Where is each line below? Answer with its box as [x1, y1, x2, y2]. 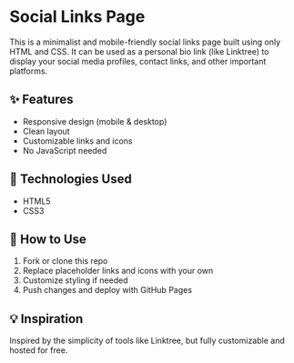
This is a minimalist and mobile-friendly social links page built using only [9, 36, 281, 47]
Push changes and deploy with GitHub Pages [22, 285, 193, 296]
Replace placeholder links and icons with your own [22, 266, 214, 277]
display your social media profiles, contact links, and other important [9, 55, 267, 66]
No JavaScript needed [22, 145, 107, 156]
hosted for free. [9, 345, 68, 356]
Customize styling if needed [22, 275, 128, 286]
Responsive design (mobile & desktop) [22, 116, 167, 126]
